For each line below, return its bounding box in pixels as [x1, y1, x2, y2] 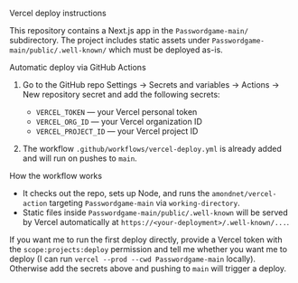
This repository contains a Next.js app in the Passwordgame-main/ [9, 25, 249, 35]
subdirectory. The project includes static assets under [9, 35, 210, 45]
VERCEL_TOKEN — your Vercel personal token [35, 107, 198, 117]
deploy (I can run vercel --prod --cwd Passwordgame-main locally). [9, 253, 256, 264]
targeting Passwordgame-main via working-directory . [49, 198, 241, 208]
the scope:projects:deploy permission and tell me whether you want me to [9, 244, 287, 254]
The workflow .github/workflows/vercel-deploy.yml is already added [22, 144, 282, 154]
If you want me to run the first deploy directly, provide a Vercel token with [9, 234, 283, 245]
